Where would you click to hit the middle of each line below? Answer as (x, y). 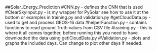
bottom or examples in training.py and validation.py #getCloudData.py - (78, 17)
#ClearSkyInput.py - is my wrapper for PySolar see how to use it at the (77, 12)
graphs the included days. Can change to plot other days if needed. (74, 43)
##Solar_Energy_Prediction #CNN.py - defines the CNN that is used (74, 7)
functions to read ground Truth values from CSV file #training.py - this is (78, 28)
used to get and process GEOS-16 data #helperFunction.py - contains (76, 22)
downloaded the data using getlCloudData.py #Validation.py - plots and (78, 38)
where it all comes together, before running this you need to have (72, 33)
